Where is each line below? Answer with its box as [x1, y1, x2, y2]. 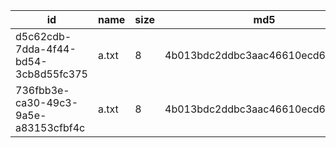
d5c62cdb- [15, 30, 72, 43]
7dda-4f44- [15, 42, 77, 56]
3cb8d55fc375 [15, 67, 88, 81]
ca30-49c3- [15, 96, 79, 109]
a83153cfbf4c [15, 121, 86, 134]
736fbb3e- [15, 84, 70, 97]
